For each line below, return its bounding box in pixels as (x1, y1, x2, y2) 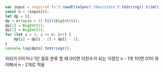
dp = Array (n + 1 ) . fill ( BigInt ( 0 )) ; (5, 18, 80, 23)
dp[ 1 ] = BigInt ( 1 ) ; (5, 23, 45, 28)
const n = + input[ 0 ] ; (5, 9, 50, 14)
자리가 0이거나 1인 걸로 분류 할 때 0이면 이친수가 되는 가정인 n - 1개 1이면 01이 (5, 55, 154, 61)
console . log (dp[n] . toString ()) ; (5, 46, 71, 51)
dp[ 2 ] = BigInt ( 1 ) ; (5, 28, 45, 33)
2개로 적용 (25, 62, 45, 68)
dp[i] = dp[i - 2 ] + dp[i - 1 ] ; (14, 37, 80, 42)
